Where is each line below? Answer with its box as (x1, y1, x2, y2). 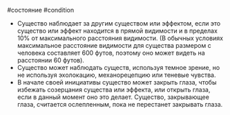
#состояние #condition (7, 6, 75, 14)
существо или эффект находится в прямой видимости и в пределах (17, 27, 218, 35)
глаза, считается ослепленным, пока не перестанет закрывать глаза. (17, 100, 223, 108)
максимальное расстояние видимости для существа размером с (17, 42, 212, 49)
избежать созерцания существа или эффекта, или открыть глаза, (17, 86, 211, 94)
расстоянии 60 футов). (17, 56, 85, 64)
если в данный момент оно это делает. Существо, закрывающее (17, 93, 209, 101)
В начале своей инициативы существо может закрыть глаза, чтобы (17, 78, 217, 86)
